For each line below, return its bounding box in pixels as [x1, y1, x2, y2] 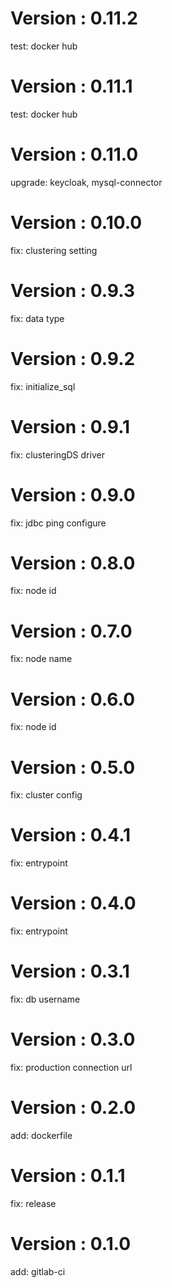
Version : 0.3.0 [10, 1028, 136, 1051]
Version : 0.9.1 [10, 415, 131, 438]
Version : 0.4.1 [10, 824, 132, 847]
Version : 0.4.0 [10, 892, 137, 915]
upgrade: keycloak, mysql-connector [10, 176, 163, 188]
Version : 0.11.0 [10, 143, 139, 166]
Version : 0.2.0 [10, 1097, 137, 1119]
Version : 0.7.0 [10, 620, 133, 642]
